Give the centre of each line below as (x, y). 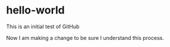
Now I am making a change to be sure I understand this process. (85, 38)
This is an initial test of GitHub (43, 26)
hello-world (36, 10)
